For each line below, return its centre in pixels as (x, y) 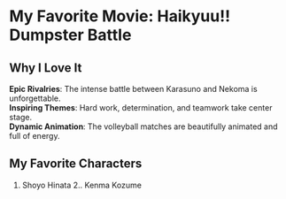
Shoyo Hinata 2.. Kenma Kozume (81, 185)
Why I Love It (46, 68)
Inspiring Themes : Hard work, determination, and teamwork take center (141, 107)
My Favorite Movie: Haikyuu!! (120, 16)
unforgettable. (35, 98)
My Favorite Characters (76, 164)
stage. (21, 117)
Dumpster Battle (70, 35)
